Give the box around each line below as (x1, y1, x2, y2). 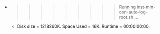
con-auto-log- (119, 9, 148, 15)
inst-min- (136, 4, 156, 10)
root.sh (119, 14, 134, 20)
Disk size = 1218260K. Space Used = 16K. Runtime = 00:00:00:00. (17, 23, 150, 29)
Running (119, 4, 136, 10)
